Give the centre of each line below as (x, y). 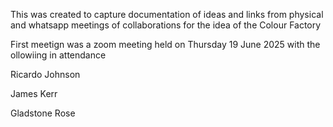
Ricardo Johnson (45, 74)
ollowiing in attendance (58, 55)
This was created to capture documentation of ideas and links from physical (167, 14)
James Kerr (34, 93)
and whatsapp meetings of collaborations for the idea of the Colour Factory (166, 25)
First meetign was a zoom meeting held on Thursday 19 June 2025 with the (165, 44)
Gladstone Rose (43, 113)
